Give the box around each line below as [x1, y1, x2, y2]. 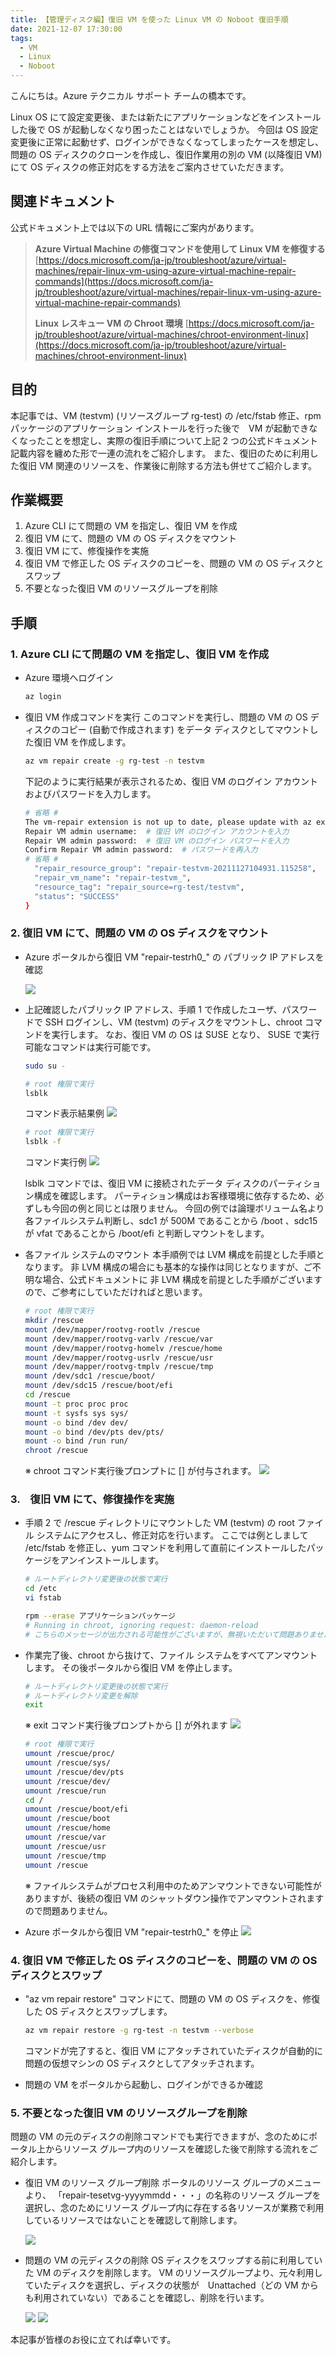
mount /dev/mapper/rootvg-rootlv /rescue [24, 1324, 200, 1335]
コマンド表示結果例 [24, 1107, 105, 1120]
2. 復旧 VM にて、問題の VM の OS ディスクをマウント [10, 926, 270, 940]
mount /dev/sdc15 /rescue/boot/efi [24, 1381, 174, 1391]
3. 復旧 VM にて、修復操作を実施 [10, 1492, 175, 1506]
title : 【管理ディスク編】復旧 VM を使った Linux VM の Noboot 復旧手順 [10, 14, 289, 25]
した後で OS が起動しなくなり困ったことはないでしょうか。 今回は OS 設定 [10, 124, 319, 135]
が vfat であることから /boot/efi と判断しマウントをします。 [24, 1227, 270, 1240]
